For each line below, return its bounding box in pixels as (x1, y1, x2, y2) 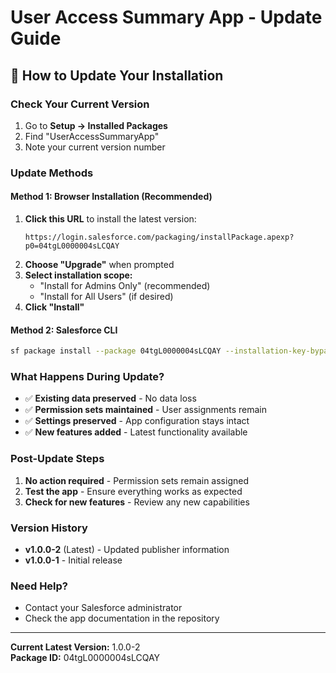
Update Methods (10, 166, 94, 180)
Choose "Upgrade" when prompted (24, 259, 175, 270)
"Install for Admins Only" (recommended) (39, 280, 211, 291)
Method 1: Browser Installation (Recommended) (10, 191, 213, 203)
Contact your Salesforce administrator (24, 602, 183, 614)
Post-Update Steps (10, 452, 105, 466)
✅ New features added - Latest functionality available (24, 426, 248, 438)
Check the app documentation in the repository (24, 612, 220, 625)
